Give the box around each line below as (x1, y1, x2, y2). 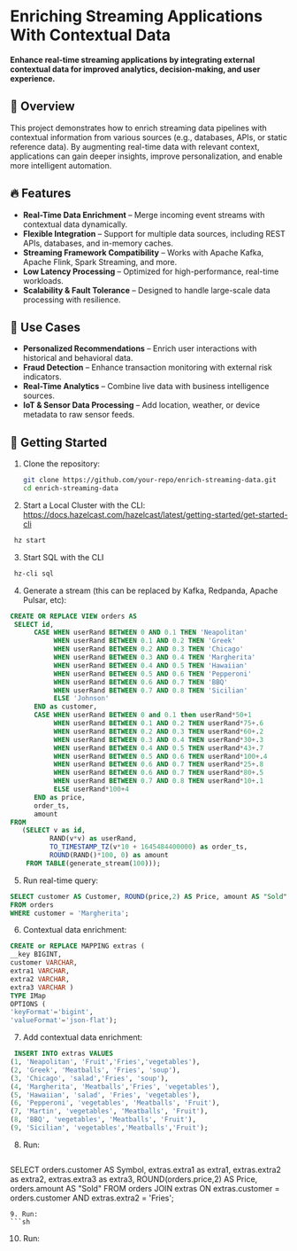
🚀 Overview (10, 99, 75, 114)
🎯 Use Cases (10, 319, 81, 334)
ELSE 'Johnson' (53, 694, 110, 703)
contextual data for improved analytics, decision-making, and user (10, 64, 261, 74)
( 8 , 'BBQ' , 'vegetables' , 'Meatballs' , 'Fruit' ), (10, 1115, 197, 1124)
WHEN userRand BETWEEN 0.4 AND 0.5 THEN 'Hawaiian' (53, 661, 248, 670)
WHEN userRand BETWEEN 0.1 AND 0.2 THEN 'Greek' (53, 637, 237, 645)
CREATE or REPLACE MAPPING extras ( (10, 942, 145, 950)
